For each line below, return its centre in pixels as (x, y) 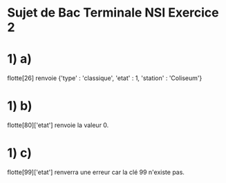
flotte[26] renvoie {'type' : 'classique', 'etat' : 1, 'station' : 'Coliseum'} (105, 78)
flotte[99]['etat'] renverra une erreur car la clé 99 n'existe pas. (96, 172)
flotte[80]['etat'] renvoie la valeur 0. (58, 125)
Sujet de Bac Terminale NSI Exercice (113, 13)
